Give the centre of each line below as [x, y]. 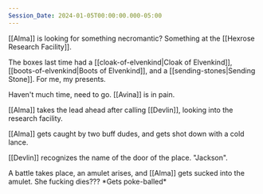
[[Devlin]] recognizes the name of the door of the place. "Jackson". [118, 157]
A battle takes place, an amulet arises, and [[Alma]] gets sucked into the [127, 173]
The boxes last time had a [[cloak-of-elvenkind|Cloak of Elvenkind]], [120, 62]
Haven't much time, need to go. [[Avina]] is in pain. [92, 94]
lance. [18, 142]
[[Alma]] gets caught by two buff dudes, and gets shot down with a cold [126, 134]
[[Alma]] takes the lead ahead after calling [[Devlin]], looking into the [121, 110]
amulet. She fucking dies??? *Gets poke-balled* [88, 181]
